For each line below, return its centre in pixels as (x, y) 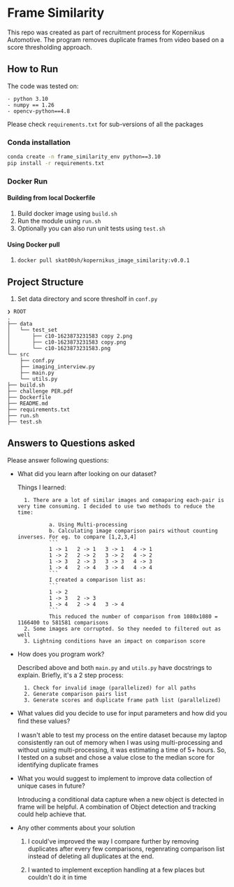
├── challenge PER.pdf (40, 391)
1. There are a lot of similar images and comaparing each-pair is (124, 500)
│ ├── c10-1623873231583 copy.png (67, 342)
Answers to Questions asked (71, 443)
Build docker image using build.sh (67, 213)
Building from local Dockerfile (51, 198)
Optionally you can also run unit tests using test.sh (91, 228)
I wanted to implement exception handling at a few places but (116, 869)
